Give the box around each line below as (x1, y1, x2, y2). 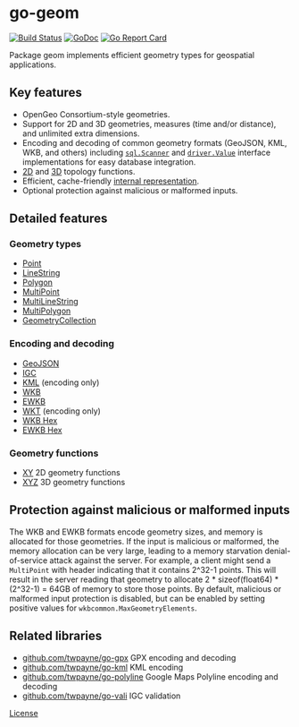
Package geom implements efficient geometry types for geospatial (9, 49, 255, 60)
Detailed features (9, 211, 108, 227)
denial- (264, 545, 291, 556)
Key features (9, 85, 82, 100)
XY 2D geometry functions (21, 467, 120, 478)
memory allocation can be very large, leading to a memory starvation (9, 545, 263, 556)
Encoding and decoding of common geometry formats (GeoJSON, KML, (21, 137, 287, 148)
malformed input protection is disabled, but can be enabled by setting (9, 593, 266, 603)
